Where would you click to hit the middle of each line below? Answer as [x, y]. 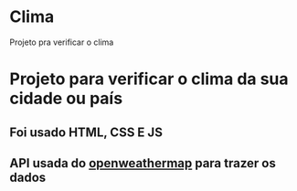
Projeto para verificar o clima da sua [149, 79]
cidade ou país [66, 99]
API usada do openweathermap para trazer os [143, 163]
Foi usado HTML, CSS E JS [86, 132]
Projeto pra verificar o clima [62, 42]
